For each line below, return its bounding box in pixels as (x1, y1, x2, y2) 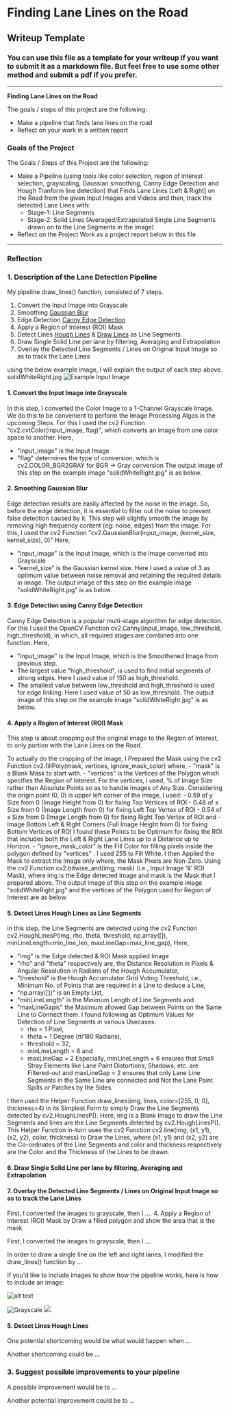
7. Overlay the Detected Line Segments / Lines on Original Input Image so (7, 1186, 218, 1195)
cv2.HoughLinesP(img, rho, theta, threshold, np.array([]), (7, 932, 168, 940)
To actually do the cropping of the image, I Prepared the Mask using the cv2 (7, 754, 222, 763)
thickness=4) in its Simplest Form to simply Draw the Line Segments (7, 1104, 200, 1112)
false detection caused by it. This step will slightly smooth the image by (7, 514, 209, 522)
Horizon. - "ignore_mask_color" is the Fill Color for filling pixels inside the (7, 842, 214, 850)
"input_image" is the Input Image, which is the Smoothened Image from (16, 652, 218, 660)
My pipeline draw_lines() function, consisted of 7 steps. (7, 288, 164, 296)
